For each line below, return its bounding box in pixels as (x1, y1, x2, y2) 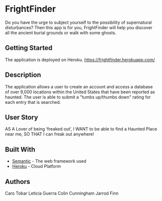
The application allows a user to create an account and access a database (5, 84, 153, 89)
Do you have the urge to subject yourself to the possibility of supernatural (5, 19, 152, 25)
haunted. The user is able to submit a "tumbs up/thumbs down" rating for (5, 94, 151, 100)
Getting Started (5, 44, 53, 52)
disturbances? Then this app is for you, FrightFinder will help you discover (5, 24, 153, 30)
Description (5, 71, 41, 79)
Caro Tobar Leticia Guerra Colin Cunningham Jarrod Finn (5, 190, 118, 196)
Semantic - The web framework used (12, 158, 87, 164)
